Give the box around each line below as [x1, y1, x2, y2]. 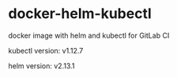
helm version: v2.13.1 [8, 60, 75, 71]
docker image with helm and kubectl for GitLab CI [8, 31, 170, 40]
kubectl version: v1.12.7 [8, 46, 84, 55]
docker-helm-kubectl [8, 5, 152, 23]
